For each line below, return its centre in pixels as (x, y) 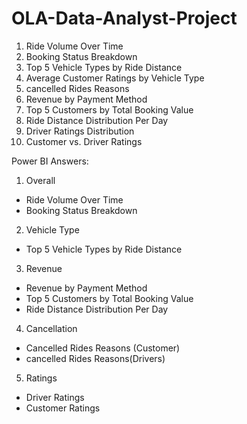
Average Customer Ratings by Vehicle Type (115, 78)
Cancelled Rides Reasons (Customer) (103, 348)
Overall (40, 180)
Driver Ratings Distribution (80, 131)
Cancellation (51, 328)
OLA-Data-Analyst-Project (124, 18)
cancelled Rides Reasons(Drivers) (95, 358)
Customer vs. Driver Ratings (84, 141)
